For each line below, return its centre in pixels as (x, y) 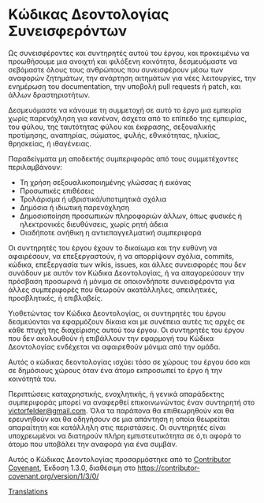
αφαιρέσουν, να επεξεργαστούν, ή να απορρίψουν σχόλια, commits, (121, 256)
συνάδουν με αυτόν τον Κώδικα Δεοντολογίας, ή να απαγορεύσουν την (126, 272)
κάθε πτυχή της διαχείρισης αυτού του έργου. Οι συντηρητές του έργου (126, 330)
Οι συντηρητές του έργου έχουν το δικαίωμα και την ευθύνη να (113, 248)
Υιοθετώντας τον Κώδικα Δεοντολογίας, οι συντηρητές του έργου (117, 313)
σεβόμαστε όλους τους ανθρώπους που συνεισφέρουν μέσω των (116, 69)
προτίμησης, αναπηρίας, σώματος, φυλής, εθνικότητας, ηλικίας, (114, 135)
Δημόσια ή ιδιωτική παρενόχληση (74, 207)
